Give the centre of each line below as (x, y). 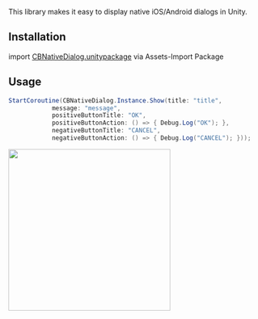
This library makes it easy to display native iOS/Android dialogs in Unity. (128, 12)
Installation (37, 37)
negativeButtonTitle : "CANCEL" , (106, 131)
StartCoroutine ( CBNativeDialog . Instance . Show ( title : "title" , (115, 100)
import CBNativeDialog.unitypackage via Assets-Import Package (116, 57)
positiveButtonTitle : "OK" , (99, 115)
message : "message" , (86, 108)
